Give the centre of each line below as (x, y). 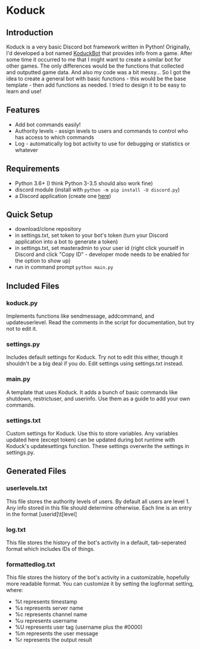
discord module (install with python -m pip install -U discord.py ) (97, 190)
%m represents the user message (56, 633)
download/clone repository (48, 229)
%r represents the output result (53, 640)
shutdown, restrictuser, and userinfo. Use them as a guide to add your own (98, 398)
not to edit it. (22, 329)
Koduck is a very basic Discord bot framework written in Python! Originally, (99, 47)
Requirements (33, 169)
